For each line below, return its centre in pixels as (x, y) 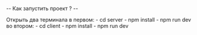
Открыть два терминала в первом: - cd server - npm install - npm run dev (99, 20)
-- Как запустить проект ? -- (42, 8)
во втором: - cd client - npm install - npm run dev (68, 26)
